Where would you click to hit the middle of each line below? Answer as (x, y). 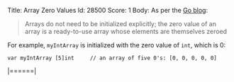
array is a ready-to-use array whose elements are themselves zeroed (126, 31)
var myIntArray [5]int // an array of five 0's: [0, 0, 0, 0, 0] (112, 58)
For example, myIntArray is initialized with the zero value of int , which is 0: (117, 45)
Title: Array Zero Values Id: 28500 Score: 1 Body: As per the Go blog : (108, 10)
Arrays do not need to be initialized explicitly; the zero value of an (120, 24)
